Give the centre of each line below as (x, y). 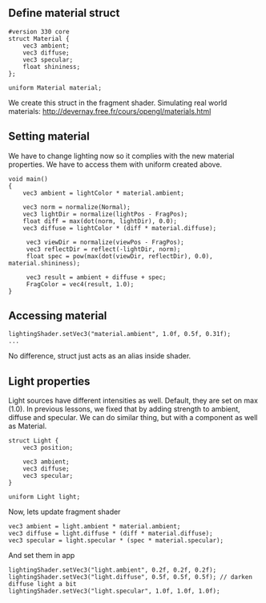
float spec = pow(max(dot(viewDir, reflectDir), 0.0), (120, 256)
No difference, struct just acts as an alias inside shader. (100, 356)
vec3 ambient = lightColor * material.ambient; (103, 193)
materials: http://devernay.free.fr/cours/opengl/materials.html (110, 111)
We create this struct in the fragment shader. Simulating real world (118, 103)
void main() (28, 179)
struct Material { (39, 38)
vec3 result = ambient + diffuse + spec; (96, 277)
